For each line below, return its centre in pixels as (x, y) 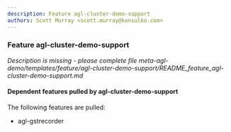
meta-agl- (153, 60)
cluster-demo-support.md (45, 76)
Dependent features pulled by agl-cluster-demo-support (93, 92)
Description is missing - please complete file (72, 60)
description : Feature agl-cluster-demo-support (79, 14)
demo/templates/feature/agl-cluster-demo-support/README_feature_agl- (116, 68)
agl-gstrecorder (41, 121)
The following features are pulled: (56, 107)
